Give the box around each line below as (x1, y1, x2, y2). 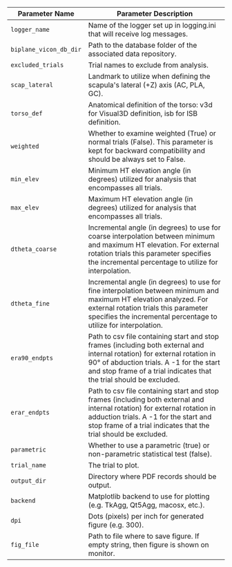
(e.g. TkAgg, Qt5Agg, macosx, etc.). (88, 501, 205, 510)
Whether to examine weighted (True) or (88, 129, 216, 138)
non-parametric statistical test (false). (88, 449, 212, 458)
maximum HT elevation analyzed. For (88, 295, 209, 304)
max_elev (10, 204, 39, 212)
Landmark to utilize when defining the (88, 72, 211, 81)
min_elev (10, 176, 39, 183)
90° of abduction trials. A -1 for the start (88, 357, 220, 367)
